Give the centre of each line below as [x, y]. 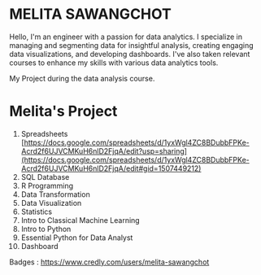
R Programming [47, 186]
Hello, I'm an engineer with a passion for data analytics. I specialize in [126, 37]
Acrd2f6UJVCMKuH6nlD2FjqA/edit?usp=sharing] [104, 151]
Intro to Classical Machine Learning [80, 220]
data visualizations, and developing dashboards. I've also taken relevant [130, 54]
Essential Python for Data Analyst [77, 238]
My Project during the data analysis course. [82, 78]
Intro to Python [46, 229]
